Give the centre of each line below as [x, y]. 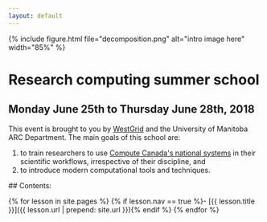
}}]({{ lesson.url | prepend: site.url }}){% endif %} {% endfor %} [114, 209]
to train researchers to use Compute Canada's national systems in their [138, 153]
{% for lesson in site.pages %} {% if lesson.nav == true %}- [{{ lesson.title [132, 201]
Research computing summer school [134, 79]
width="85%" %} [37, 47]
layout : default [35, 16]
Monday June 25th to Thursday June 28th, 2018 [131, 109]
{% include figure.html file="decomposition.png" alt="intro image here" [127, 39]
